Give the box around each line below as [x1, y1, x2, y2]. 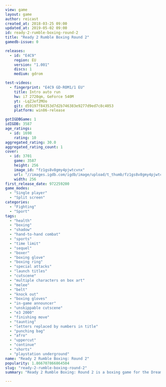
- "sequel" [9, 245, 32, 250]
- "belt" [9, 287, 28, 292]
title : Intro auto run [14, 90, 61, 95]
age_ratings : [5, 126, 32, 131]
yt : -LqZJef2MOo [14, 98, 48, 104]
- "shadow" [9, 227, 32, 233]
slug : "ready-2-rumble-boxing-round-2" [5, 365, 87, 370]
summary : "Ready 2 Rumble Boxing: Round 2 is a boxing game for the [5, 370, 149, 375]
